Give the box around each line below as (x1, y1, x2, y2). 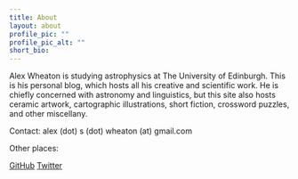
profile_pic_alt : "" (9, 37, 86, 47)
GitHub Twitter (9, 160, 63, 171)
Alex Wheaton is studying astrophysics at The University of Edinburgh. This (9, 70, 286, 81)
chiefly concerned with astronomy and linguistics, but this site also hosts (9, 90, 276, 101)
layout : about (9, 21, 62, 30)
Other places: (9, 143, 60, 154)
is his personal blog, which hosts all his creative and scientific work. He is (9, 80, 278, 91)
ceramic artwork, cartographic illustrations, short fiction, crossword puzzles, (9, 99, 290, 110)
